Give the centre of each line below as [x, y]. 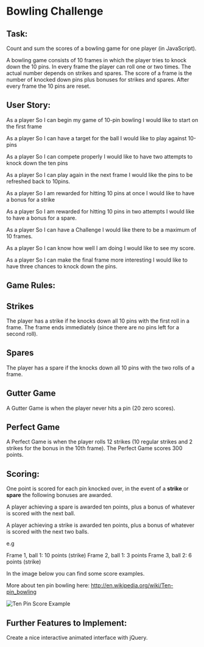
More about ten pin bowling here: [48, 585]
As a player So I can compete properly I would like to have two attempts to [100, 156]
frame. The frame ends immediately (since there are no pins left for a [93, 327]
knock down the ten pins [37, 163]
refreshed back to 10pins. [38, 181]
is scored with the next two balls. [48, 532]
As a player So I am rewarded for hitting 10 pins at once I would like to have [100, 193]
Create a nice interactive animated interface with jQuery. [77, 638]
